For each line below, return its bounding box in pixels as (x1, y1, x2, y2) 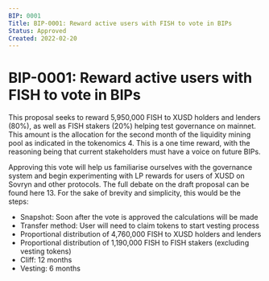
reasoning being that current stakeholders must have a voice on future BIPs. (8, 147, 261, 157)
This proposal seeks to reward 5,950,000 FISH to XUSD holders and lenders (8, 113, 261, 122)
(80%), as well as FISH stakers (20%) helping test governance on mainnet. (8, 122, 256, 131)
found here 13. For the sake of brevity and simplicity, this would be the (8, 188, 242, 198)
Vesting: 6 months (19, 263, 81, 274)
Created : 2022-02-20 (8, 34, 78, 43)
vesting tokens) (19, 246, 72, 256)
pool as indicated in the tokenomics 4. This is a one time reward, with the (8, 138, 250, 148)
